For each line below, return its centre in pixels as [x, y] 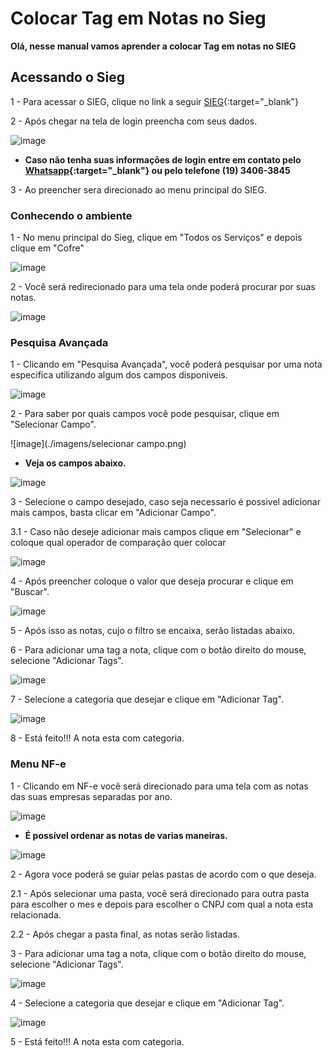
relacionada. [36, 914]
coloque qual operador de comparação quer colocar [118, 543]
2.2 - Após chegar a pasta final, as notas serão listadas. [125, 934]
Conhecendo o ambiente [71, 215]
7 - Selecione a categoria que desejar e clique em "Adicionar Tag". [147, 699]
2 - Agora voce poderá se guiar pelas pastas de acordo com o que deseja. [163, 874]
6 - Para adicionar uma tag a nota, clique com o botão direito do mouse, [158, 650]
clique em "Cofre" [47, 248]
